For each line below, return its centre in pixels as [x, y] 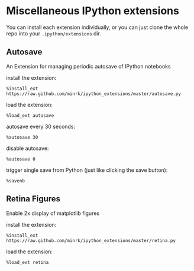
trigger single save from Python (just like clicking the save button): [87, 170]
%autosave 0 [21, 159]
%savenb [16, 181]
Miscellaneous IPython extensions [93, 11]
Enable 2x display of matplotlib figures [53, 213]
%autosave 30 [22, 137]
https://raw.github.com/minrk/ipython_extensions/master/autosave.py [94, 94]
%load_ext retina [28, 262]
